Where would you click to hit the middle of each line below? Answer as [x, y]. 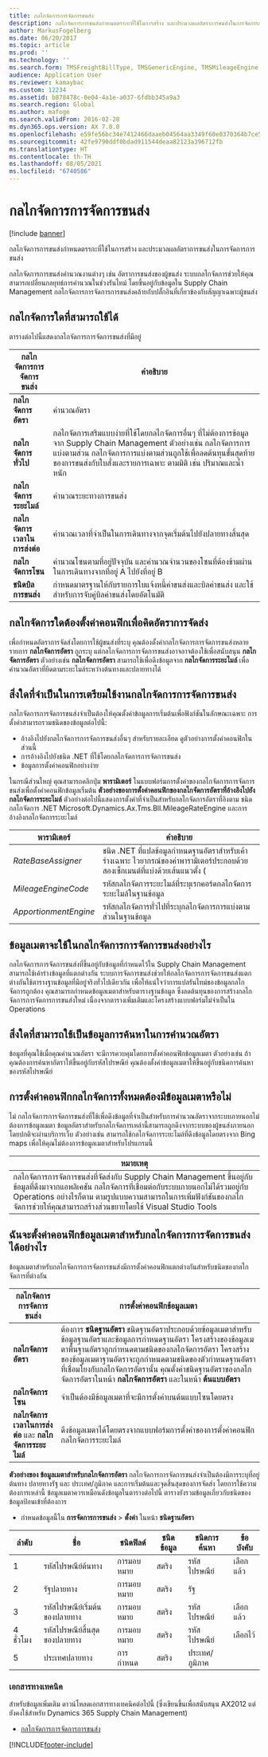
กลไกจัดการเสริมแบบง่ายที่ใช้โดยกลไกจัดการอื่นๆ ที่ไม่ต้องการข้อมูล [151, 433]
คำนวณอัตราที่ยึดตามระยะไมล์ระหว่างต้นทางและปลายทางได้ [85, 669]
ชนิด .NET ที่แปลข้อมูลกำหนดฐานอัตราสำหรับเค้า [175, 851]
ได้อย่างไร [28, 1248]
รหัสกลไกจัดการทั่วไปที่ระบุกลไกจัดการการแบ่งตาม [177, 907]
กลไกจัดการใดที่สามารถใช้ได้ [64, 317]
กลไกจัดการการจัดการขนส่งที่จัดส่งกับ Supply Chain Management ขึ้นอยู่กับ [133, 1176]
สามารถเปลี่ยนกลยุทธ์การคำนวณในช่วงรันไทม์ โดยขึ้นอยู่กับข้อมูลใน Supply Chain [118, 282]
